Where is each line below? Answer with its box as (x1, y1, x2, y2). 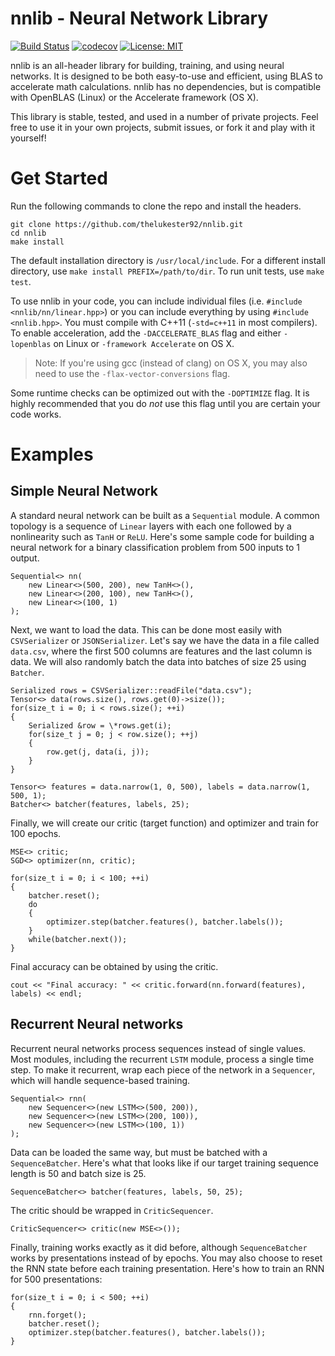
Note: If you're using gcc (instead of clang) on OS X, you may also (34, 357, 308, 369)
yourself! (10, 132, 47, 144)
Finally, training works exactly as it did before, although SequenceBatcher (10, 1241, 308, 1253)
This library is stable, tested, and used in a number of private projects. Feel (10, 110, 319, 122)
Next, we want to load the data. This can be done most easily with (10, 623, 282, 636)
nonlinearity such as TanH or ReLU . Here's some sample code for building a (10, 530, 315, 542)
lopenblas (10, 339, 52, 349)
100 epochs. (10, 827, 62, 839)
